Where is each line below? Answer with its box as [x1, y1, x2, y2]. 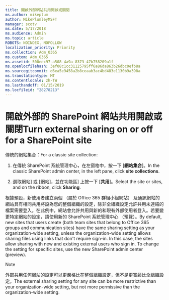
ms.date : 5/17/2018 [5, 26, 46, 31]
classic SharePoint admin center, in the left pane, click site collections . [12, 168, 160, 175]
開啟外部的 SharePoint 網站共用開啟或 [5, 111, 162, 122]
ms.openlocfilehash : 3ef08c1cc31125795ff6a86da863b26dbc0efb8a [5, 64, 141, 69]
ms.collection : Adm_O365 [5, 50, 57, 55]
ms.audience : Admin [5, 31, 46, 36]
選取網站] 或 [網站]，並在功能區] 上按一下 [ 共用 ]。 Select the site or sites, [12, 179, 163, 185]
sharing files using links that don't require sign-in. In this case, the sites [5, 236, 153, 242]
